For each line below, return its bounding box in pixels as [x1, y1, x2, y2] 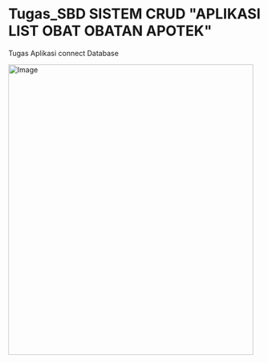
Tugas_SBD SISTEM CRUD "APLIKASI [8, 5, 261, 23]
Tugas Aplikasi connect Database [8, 48, 119, 58]
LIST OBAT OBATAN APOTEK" [8, 22, 213, 40]
